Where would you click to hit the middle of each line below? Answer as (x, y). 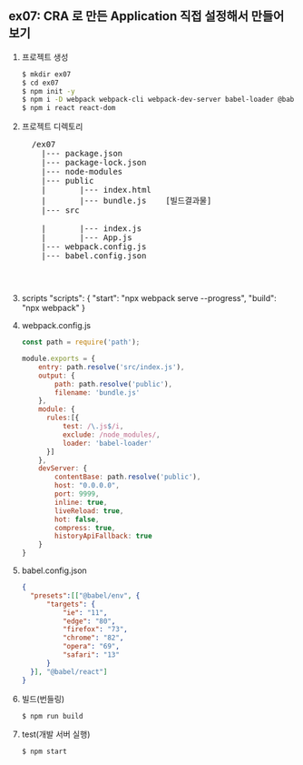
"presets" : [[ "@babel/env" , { (85, 595)
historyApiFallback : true (103, 536)
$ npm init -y (48, 91)
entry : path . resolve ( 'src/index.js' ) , (112, 367)
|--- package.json (82, 154)
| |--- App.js (87, 238)
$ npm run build (52, 716)
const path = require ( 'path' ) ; (81, 342)
